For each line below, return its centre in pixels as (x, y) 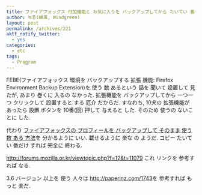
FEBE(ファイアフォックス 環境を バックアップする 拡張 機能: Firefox (90, 80)
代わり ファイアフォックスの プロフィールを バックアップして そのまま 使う (99, 130)
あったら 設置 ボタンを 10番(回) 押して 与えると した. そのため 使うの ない (97, 110)
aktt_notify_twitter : (33, 34)
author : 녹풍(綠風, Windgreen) (43, 17)
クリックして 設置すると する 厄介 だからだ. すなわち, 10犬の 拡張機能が (101, 102)
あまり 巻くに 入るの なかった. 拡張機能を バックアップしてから (98, 95)
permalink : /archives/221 (38, 28)
